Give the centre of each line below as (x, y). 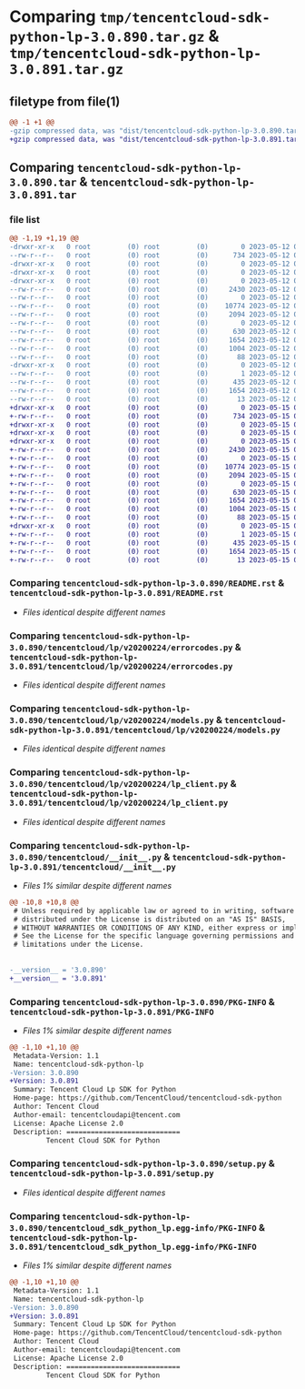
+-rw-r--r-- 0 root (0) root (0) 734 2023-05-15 (150, 416)
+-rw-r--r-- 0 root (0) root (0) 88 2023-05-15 (150, 518)
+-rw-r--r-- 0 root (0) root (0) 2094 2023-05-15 (150, 475)
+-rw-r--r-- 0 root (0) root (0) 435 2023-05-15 (150, 543)
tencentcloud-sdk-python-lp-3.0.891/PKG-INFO (112, 1012)
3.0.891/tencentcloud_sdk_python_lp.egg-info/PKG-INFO (133, 1247)
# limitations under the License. (79, 945)
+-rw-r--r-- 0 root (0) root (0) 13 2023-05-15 (150, 560)
